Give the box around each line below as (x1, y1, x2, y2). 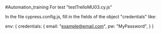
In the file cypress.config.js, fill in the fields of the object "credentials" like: (5, 14, 157, 19)
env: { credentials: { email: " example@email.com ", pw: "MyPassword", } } (5, 23, 154, 29)
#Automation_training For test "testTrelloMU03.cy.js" (5, 4, 112, 10)
